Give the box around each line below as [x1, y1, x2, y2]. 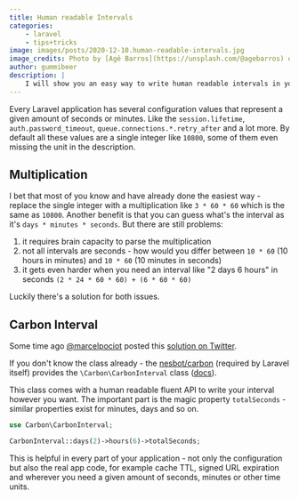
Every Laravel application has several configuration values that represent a [9, 103, 283, 114]
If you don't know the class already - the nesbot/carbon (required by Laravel [9, 358, 289, 369]
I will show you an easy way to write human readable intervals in [25, 79, 280, 88]
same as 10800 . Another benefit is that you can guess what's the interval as [9, 210, 285, 221]
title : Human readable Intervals [9, 12, 133, 22]
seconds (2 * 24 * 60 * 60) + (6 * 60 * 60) [21, 274, 192, 285]
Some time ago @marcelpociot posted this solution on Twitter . [9, 341, 238, 351]
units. [9, 481, 29, 492]
